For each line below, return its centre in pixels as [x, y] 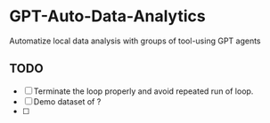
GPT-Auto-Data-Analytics [108, 16]
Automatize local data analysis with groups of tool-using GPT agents [135, 41]
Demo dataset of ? [67, 101]
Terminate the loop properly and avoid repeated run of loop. [143, 91]
